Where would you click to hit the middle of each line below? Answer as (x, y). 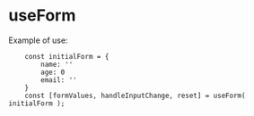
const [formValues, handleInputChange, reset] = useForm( (135, 95)
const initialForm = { (67, 56)
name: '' (57, 64)
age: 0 (53, 72)
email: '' (59, 80)
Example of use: (38, 40)
